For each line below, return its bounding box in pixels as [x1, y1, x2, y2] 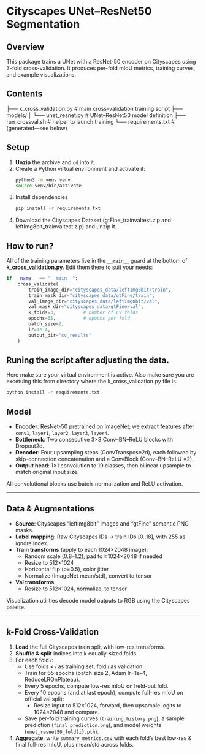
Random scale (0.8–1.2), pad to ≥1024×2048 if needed [24, 552, 162, 560]
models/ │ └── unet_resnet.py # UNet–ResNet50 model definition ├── [6, 111, 186, 119]
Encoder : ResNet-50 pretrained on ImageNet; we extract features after [15, 423, 195, 430]
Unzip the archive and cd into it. [15, 158, 96, 166]
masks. [15, 526, 34, 533]
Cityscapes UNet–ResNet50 [6, 4, 152, 18]
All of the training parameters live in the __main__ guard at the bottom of [6, 257, 188, 265]
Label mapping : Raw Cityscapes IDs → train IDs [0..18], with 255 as [15, 533, 186, 540]
